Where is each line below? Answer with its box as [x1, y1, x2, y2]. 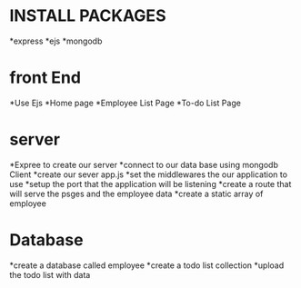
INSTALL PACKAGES [9, 5, 166, 26]
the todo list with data [9, 269, 91, 280]
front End [9, 67, 82, 88]
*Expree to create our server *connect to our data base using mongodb [9, 159, 279, 170]
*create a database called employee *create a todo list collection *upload [9, 260, 285, 271]
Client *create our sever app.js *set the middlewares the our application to [9, 169, 288, 180]
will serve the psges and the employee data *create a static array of [9, 188, 264, 199]
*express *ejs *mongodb [9, 35, 103, 46]
